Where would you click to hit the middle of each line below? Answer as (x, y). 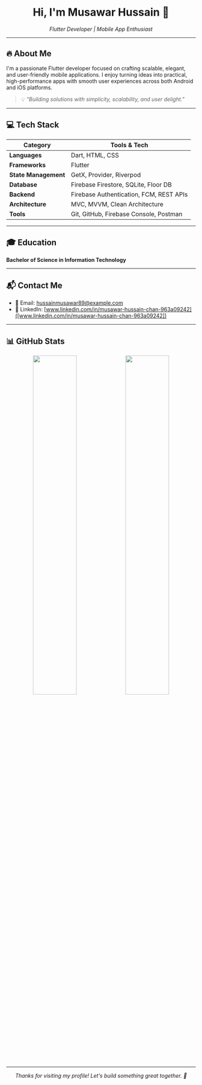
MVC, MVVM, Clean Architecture (117, 204)
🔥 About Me (29, 54)
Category (37, 145)
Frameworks (28, 165)
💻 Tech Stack (33, 125)
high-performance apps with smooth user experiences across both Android (100, 81)
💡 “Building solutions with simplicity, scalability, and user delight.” (103, 99)
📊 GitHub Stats (35, 341)
